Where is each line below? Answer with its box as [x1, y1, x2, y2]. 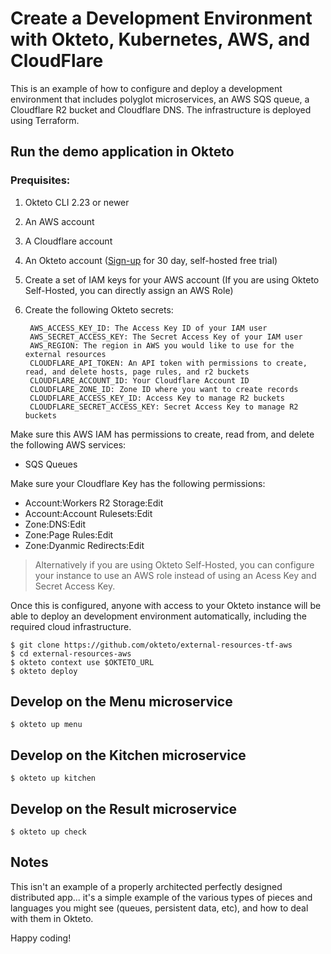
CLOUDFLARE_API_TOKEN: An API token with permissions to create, [29, 358, 308, 368]
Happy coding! [10, 932, 72, 944]
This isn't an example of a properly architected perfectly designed [10, 880, 283, 892]
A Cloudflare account [24, 235, 113, 247]
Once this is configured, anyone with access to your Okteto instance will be [10, 599, 322, 611]
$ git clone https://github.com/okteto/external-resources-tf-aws [10, 640, 293, 650]
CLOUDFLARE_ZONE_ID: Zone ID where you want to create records [29, 384, 299, 394]
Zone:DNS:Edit [24, 518, 87, 530]
